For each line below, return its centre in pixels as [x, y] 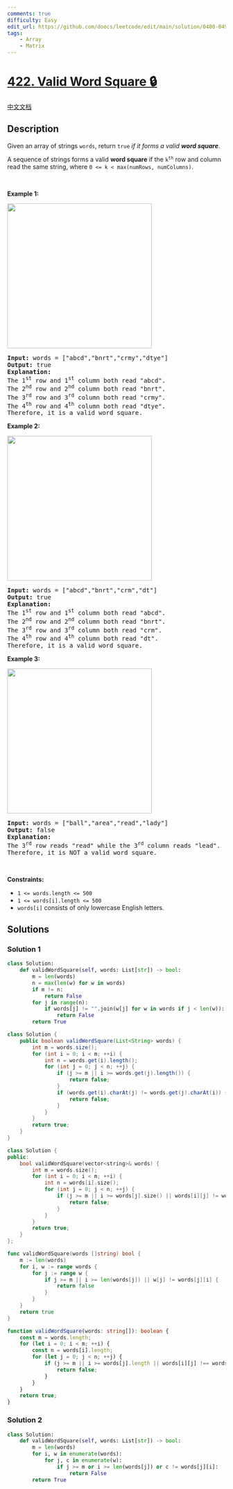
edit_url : [21, 26]
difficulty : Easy [32, 20]
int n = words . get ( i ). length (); [91, 1060]
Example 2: [24, 426]
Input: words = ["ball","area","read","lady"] [88, 823]
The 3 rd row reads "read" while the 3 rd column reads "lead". [114, 845]
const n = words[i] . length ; [72, 1350]
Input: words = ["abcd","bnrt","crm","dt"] [82, 590]
